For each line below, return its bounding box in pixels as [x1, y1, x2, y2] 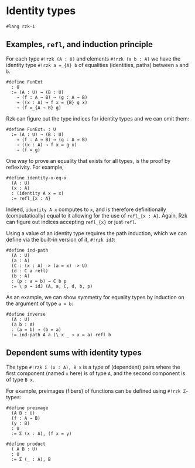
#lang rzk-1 [6, 24, 35, 29]
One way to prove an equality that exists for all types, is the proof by [6, 157, 171, 164]
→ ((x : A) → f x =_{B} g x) [16, 99, 88, 105]
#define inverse [6, 311, 46, 317]
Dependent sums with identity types [6, 348, 142, 358]
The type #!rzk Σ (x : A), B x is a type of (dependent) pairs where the [6, 363, 180, 370]
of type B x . [6, 376, 35, 383]
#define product [6, 441, 46, 447]
